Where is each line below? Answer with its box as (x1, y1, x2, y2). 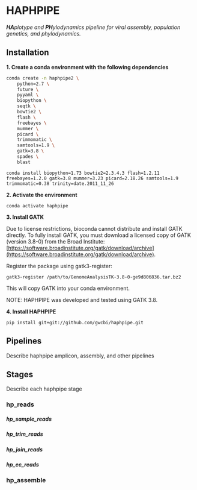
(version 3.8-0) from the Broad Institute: (6, 237, 105, 245)
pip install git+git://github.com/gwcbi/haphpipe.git (6, 319, 144, 325)
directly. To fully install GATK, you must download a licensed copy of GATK (6, 231, 191, 239)
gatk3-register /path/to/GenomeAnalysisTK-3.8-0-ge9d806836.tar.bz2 (6, 274, 181, 280)
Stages (6, 369, 34, 380)
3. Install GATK (6, 213, 44, 221)
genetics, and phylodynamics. (6, 30, 81, 37)
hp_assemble (6, 476, 46, 485)
